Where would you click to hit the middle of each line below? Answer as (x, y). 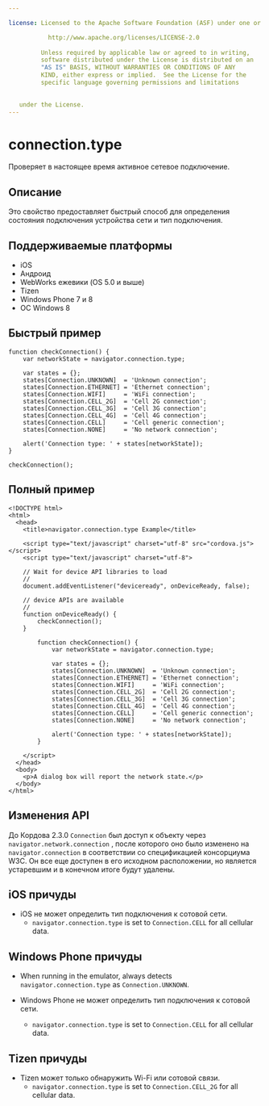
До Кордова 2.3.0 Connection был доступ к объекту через (108, 835)
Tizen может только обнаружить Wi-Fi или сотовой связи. (120, 1078)
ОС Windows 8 (45, 308)
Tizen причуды (48, 1058)
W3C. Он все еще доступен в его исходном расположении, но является (132, 861)
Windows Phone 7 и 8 (56, 300)
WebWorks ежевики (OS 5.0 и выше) (82, 283)
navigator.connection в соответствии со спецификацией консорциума (129, 852)
